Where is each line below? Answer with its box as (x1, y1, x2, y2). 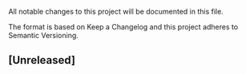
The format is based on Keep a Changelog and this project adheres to (8, 22, 239, 31)
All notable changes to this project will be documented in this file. (8, 7, 224, 16)
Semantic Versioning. (8, 31, 79, 40)
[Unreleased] (8, 53, 76, 67)
